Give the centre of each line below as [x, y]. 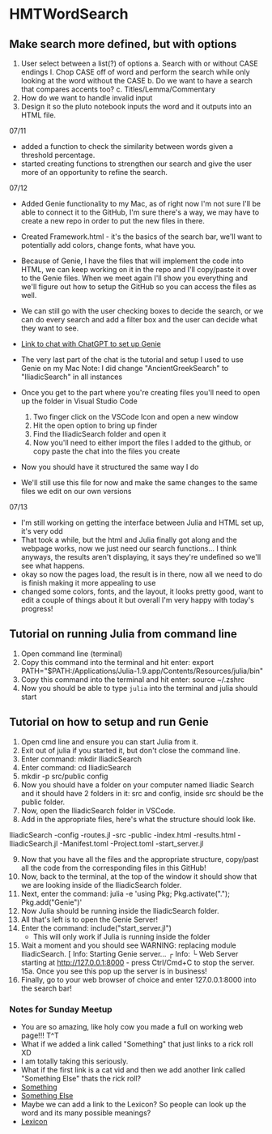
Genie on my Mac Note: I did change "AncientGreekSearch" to [125, 368]
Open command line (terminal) [72, 654]
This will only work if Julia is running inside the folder [121, 936]
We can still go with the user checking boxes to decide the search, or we [142, 311]
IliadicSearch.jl [34, 843]
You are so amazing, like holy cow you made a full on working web [132, 1026]
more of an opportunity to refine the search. [94, 172]
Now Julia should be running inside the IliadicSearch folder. [120, 910]
